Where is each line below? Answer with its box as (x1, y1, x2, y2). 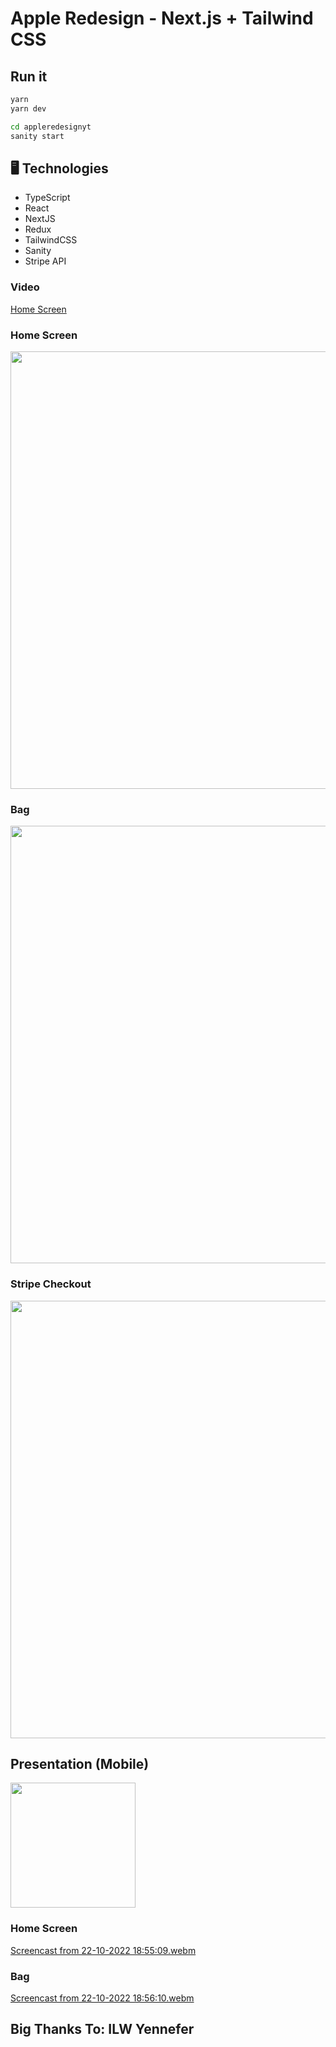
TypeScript (24, 192, 71, 204)
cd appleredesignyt (10, 122, 92, 132)
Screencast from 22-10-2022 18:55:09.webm (10, 1944, 197, 1956)
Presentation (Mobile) (10, 1755, 150, 1772)
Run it (10, 68, 48, 85)
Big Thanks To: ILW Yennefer (10, 2021, 195, 2038)
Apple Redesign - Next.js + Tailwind (10, 7, 314, 30)
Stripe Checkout (10, 1277, 92, 1291)
